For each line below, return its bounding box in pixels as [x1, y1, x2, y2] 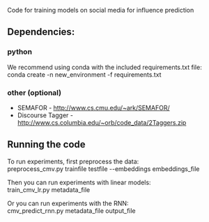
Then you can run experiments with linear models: [7, 178, 151, 186]
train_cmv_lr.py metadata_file [7, 185, 91, 194]
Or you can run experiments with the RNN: [7, 199, 129, 207]
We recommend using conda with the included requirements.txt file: [7, 63, 202, 71]
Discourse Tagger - [17, 111, 73, 119]
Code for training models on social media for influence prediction [7, 6, 194, 14]
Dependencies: [7, 26, 75, 38]
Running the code [7, 139, 86, 151]
